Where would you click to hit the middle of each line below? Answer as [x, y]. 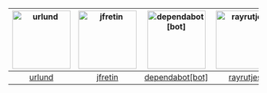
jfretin [108, 77]
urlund [41, 77]
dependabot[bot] [176, 77]
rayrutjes [245, 77]
